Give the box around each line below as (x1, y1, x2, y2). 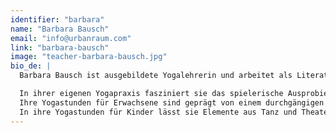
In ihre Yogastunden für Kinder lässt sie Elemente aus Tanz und (19, 107, 298, 117)
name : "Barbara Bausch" (10, 24, 110, 34)
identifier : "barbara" (10, 14, 105, 25)
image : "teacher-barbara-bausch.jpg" (10, 52, 168, 62)
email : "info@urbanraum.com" (10, 33, 132, 43)
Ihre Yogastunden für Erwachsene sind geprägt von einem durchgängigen (19, 97, 325, 108)
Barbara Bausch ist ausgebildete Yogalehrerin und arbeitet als (19, 71, 293, 81)
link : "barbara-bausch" (10, 42, 110, 53)
